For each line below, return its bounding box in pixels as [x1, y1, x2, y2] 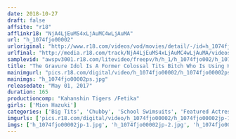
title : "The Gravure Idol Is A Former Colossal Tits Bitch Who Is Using [7, 62, 225, 69]
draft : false [7, 17, 46, 24]
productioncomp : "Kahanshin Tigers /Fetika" [7, 95, 140, 102]
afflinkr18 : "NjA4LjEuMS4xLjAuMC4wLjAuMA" [7, 29, 133, 37]
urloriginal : [7, 43, 46, 50]
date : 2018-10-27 [7, 10, 58, 18]
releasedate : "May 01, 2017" [7, 82, 93, 89]
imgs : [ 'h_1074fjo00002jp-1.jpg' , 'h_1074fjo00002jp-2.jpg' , [7, 121, 190, 128]
